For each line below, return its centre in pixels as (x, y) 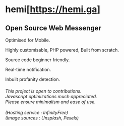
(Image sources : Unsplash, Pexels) (42, 118)
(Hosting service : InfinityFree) (37, 112)
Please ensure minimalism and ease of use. (50, 102)
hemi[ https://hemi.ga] (53, 9)
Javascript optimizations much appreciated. (51, 96)
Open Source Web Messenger (53, 28)
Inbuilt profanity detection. (33, 79)
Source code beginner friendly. (38, 60)
